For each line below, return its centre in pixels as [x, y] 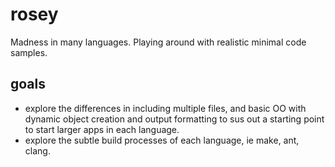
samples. [29, 52]
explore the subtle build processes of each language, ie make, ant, [162, 140]
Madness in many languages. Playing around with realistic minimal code [158, 42]
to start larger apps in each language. [102, 129]
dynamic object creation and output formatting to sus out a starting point [174, 119]
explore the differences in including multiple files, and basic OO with [165, 108]
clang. [37, 150]
